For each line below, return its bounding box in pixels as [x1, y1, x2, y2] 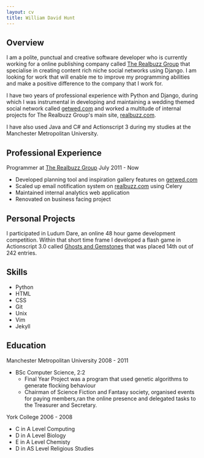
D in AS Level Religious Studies [15, 444, 94, 452]
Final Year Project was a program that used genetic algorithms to [24, 375, 189, 382]
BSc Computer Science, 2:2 [15, 368, 86, 376]
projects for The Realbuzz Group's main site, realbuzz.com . [6, 111, 156, 119]
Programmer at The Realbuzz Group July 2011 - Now [6, 164, 139, 172]
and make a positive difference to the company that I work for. [6, 80, 164, 87]
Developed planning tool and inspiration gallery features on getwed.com [15, 176, 198, 183]
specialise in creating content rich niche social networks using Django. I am [6, 67, 197, 74]
